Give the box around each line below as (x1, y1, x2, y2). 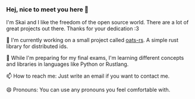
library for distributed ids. (6, 43, 68, 50)
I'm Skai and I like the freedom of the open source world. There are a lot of (6, 19, 189, 26)
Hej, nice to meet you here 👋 (6, 5, 89, 14)
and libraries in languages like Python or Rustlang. (6, 60, 129, 68)
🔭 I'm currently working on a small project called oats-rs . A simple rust (6, 37, 179, 44)
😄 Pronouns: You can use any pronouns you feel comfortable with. (6, 86, 171, 94)
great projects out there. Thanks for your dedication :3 (6, 25, 140, 32)
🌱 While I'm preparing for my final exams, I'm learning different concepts (6, 55, 184, 62)
